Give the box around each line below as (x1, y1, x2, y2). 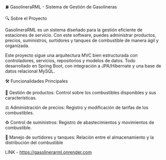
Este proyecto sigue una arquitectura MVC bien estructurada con (5, 52, 138, 58)
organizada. (5, 43, 30, 49)
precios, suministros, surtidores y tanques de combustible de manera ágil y (5, 37, 159, 43)
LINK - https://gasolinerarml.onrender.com (5, 149, 92, 155)
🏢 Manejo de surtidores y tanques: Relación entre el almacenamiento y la (5, 134, 154, 140)
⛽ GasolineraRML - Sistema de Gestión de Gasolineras (5, 4, 117, 9)
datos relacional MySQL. (5, 68, 55, 74)
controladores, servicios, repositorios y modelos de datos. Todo (5, 58, 136, 64)
